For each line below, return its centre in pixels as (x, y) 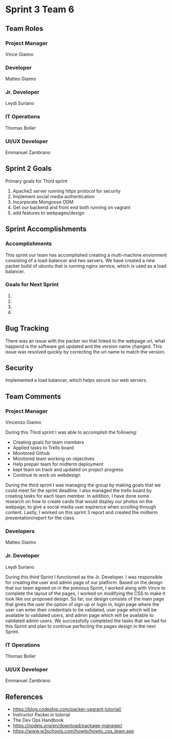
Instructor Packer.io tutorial (41, 715)
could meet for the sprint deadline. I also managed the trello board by (79, 490)
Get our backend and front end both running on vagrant (72, 207)
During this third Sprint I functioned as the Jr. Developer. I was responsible (84, 577)
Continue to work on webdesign (46, 475)
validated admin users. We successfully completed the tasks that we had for (86, 621)
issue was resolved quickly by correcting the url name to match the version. (85, 351)
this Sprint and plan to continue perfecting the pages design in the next (81, 626)
